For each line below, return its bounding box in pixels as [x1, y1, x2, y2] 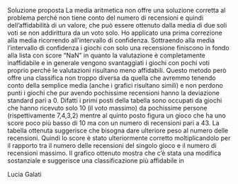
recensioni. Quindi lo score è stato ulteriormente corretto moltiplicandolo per [7, 134, 231, 142]
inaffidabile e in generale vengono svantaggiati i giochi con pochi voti [7, 59, 210, 67]
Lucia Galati [7, 170, 42, 178]
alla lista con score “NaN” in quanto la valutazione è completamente [7, 51, 205, 59]
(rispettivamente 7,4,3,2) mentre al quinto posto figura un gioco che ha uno [7, 111, 226, 120]
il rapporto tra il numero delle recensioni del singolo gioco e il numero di [7, 142, 217, 149]
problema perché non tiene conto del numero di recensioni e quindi [7, 13, 204, 22]
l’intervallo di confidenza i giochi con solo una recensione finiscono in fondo [7, 44, 229, 52]
